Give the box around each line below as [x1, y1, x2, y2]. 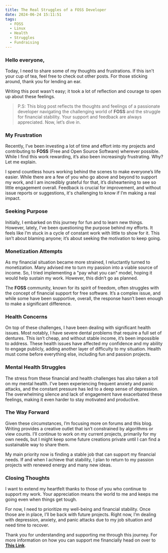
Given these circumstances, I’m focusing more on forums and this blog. [5, 420, 153, 426]
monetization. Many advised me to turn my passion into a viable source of [5, 264, 158, 270]
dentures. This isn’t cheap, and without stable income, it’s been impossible [5, 335, 159, 341]
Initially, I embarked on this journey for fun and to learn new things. [5, 219, 144, 225]
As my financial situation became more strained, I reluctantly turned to [5, 259, 150, 265]
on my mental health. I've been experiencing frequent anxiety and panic [5, 380, 154, 386]
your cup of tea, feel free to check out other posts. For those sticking [5, 73, 148, 79]
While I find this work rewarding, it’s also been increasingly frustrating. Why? [5, 154, 163, 160]
